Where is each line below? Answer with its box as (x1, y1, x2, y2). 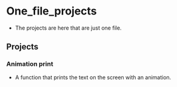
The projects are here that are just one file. (15, 24, 122, 31)
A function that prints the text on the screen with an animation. (15, 74, 172, 81)
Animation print (6, 60, 53, 68)
